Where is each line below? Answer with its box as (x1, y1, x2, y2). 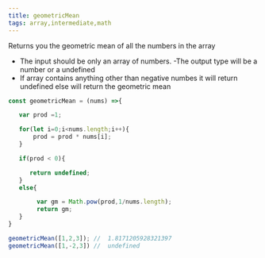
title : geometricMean (8, 11, 80, 20)
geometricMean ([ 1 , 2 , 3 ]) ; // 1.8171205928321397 (8, 234, 172, 242)
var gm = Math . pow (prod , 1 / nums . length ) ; (36, 198, 172, 206)
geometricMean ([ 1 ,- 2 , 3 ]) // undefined (8, 241, 140, 250)
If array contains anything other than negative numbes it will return (19, 73, 238, 83)
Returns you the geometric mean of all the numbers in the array (8, 40, 216, 50)
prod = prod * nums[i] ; (33, 133, 112, 141)
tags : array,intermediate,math (8, 19, 112, 27)
